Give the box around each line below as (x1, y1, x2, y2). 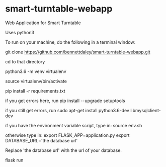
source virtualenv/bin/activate (5, 78, 67, 84)
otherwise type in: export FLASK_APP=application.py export (5, 132, 130, 138)
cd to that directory (5, 58, 45, 64)
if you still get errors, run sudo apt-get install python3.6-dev (5, 107, 130, 113)
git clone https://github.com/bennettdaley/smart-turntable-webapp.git (5, 49, 151, 55)
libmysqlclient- (130, 107, 161, 113)
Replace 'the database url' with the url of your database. (5, 147, 122, 153)
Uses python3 (5, 29, 34, 35)
